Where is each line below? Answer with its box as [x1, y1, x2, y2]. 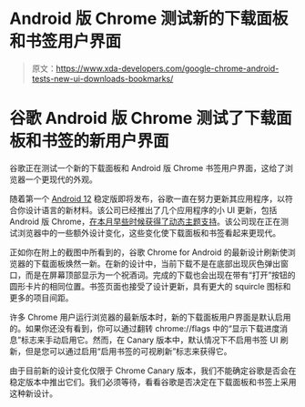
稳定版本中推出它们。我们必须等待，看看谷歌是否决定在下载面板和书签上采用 [9, 376, 297, 387]
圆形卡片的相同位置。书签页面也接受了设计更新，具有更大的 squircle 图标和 [9, 280, 291, 291]
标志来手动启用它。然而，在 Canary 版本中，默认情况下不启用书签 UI [21, 334, 279, 345]
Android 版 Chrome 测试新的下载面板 [9, 8, 289, 29]
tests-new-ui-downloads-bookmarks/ [31, 73, 174, 84]
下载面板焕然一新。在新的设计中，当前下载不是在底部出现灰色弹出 [33, 258, 280, 269]
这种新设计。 [9, 388, 57, 399]
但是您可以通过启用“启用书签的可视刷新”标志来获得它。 [25, 345, 232, 356]
